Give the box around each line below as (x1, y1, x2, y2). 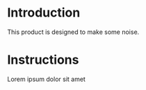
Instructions (7, 52, 79, 68)
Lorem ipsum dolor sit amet (7, 75, 86, 83)
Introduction (7, 5, 81, 21)
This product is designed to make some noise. (7, 28, 140, 36)
